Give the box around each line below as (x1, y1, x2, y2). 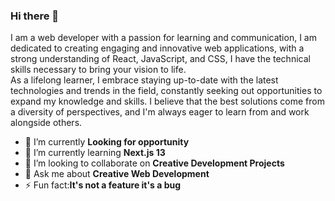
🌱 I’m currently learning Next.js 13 (24, 147, 166, 159)
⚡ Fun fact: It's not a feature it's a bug (24, 179, 182, 191)
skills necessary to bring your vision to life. (10, 64, 187, 76)
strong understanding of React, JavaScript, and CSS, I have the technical (10, 53, 311, 65)
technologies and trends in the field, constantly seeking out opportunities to (10, 85, 323, 97)
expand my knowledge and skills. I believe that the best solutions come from (10, 95, 326, 108)
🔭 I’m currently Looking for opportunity (24, 136, 190, 148)
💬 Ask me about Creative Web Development (24, 168, 210, 180)
